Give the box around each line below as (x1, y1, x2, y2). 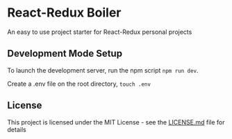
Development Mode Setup (7, 48, 123, 59)
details (7, 125, 26, 133)
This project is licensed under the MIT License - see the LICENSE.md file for (7, 118, 225, 126)
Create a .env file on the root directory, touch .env (7, 80, 151, 88)
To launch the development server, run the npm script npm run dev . (7, 66, 199, 74)
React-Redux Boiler (7, 5, 122, 21)
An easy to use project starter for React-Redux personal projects (7, 28, 192, 36)
